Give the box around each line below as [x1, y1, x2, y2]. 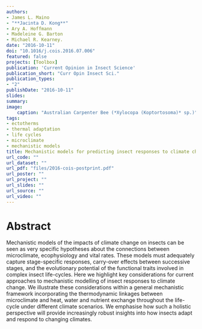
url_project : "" [6, 177, 47, 183]
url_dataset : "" [6, 160, 47, 166]
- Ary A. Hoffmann [6, 25, 52, 32]
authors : [6, 8, 28, 15]
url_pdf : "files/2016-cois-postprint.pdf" [6, 165, 114, 171]
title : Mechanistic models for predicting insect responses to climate [6, 149, 189, 155]
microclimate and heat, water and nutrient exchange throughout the [6, 297, 174, 304]
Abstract [6, 219, 51, 233]
